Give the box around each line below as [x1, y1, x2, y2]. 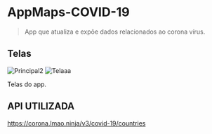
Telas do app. [7, 80, 47, 88]
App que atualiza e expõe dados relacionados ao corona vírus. [24, 27, 206, 36]
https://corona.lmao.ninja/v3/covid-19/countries [7, 119, 146, 127]
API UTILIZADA [7, 100, 75, 112]
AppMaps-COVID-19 [7, 4, 130, 20]
